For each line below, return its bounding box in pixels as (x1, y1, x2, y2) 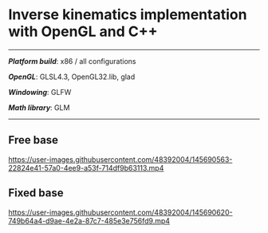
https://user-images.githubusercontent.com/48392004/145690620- (8, 207, 233, 217)
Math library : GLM (8, 102, 70, 113)
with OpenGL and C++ (8, 22, 158, 41)
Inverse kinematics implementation (8, 6, 247, 24)
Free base (8, 133, 58, 147)
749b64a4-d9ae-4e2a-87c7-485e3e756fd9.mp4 (8, 215, 170, 225)
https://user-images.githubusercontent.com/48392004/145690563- (8, 154, 233, 164)
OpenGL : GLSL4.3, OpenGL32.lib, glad (8, 72, 136, 81)
